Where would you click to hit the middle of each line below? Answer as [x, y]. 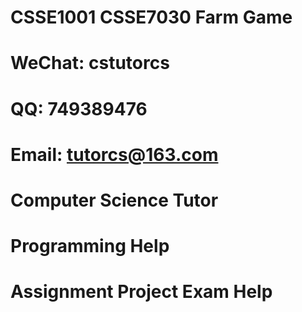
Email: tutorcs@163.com [114, 154]
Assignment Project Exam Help [141, 292]
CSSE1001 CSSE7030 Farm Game [151, 17]
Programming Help [90, 246]
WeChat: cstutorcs [90, 63]
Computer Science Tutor [114, 200]
